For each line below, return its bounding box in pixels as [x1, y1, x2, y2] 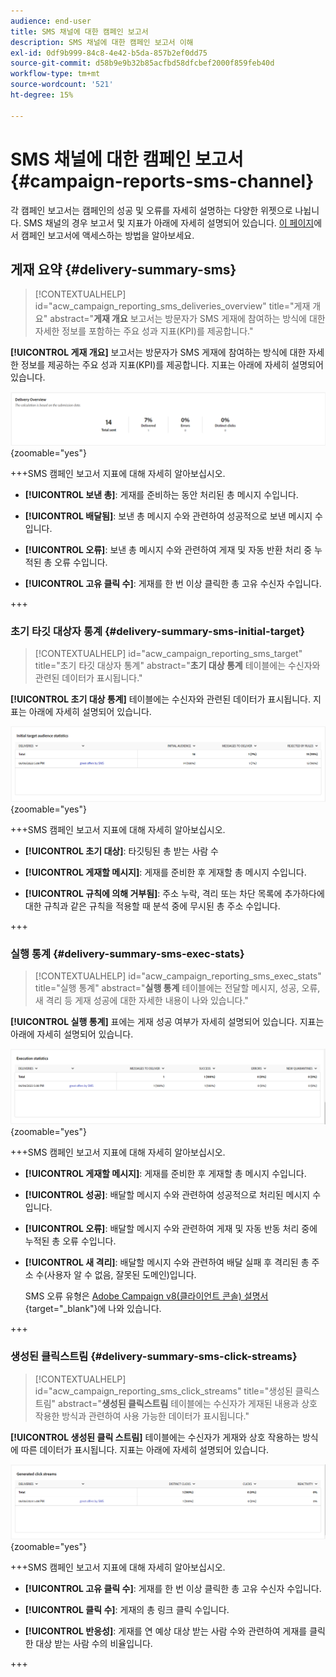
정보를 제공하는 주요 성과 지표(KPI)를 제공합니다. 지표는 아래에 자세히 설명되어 [20, 359, 324, 371]
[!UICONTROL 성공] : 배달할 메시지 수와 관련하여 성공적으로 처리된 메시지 [24, 1189, 311, 1201]
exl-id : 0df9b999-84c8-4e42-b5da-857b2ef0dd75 [10, 48, 208, 58]
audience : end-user [10, 16, 92, 26]
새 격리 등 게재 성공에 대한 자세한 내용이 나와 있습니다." [34, 995, 249, 1007]
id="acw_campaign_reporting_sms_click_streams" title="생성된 [34, 1385, 293, 1397]
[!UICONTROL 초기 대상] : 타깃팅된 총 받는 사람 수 [24, 845, 219, 857]
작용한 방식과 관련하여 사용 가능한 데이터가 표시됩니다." [34, 1410, 250, 1422]
